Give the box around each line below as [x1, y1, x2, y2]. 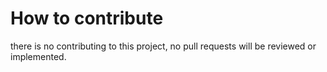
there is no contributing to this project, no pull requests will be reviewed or [10, 40, 317, 52]
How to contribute [10, 7, 164, 30]
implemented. [10, 50, 67, 62]
